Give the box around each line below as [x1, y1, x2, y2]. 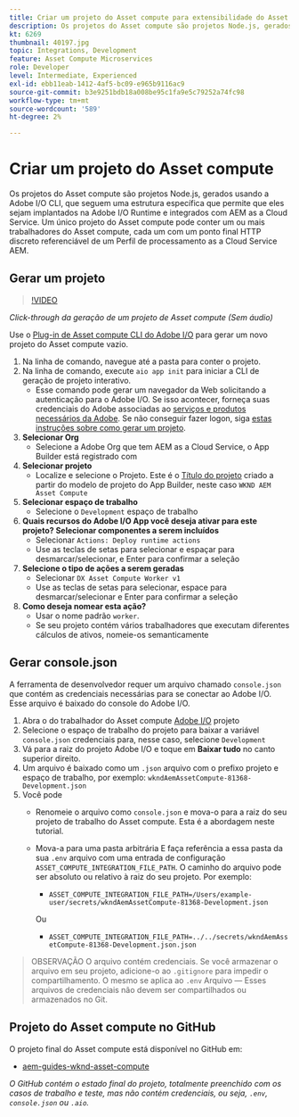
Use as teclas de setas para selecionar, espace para [35, 582, 227, 592]
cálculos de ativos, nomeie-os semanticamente [35, 629, 209, 640]
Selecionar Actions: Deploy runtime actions [35, 534, 201, 545]
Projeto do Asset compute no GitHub [9, 1020, 216, 1035]
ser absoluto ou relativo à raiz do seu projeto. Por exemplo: [35, 871, 252, 881]
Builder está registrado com [35, 451, 138, 461]
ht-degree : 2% [9, 112, 62, 121]
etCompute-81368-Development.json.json [48, 940, 198, 949]
